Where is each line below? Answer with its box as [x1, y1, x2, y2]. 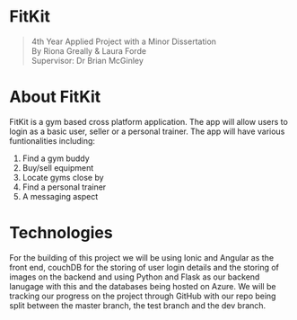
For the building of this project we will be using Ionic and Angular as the [9, 252, 275, 262]
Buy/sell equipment [22, 162, 94, 173]
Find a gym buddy [22, 153, 90, 164]
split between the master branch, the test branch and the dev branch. [9, 299, 266, 311]
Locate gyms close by [22, 172, 105, 182]
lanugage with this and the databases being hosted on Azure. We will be [9, 280, 276, 291]
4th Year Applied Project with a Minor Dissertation [31, 36, 217, 47]
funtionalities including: [9, 135, 96, 146]
